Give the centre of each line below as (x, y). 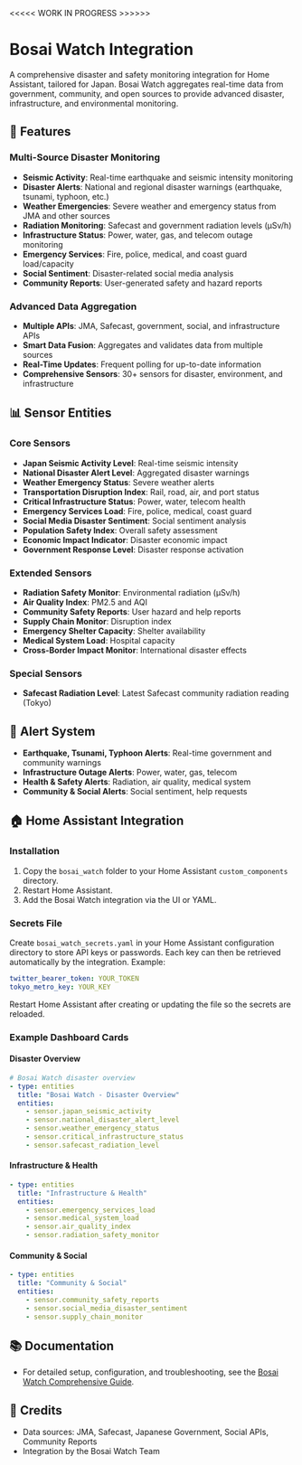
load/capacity (48, 263)
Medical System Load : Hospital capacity (99, 640)
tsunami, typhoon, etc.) (66, 196)
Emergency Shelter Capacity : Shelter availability (114, 631)
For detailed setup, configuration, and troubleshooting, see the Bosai (150, 1372)
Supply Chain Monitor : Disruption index (97, 621)
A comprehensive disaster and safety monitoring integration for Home (140, 74)
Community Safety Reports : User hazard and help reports (132, 611)
